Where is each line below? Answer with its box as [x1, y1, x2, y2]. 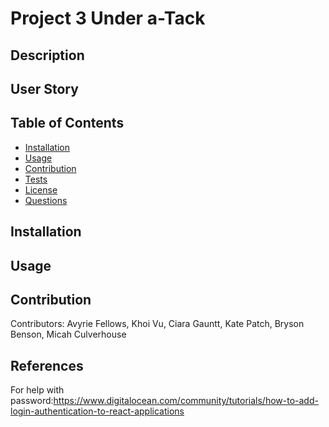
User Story [10, 80, 79, 97]
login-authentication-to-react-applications [10, 405, 185, 417]
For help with [10, 384, 65, 396]
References [10, 357, 84, 374]
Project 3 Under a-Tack [10, 7, 206, 30]
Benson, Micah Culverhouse [10, 328, 127, 341]
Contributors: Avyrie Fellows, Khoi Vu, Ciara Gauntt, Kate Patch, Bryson [10, 318, 305, 330]
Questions [24, 194, 68, 206]
